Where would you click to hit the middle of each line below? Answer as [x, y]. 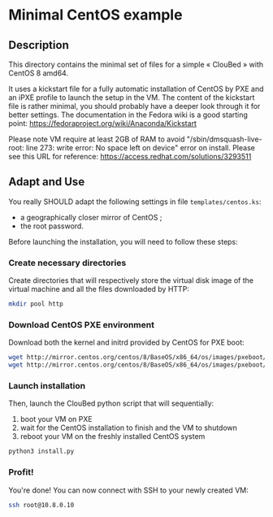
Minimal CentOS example [95, 15]
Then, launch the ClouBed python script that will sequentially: [111, 403]
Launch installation [47, 385]
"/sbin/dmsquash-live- [224, 139]
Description [39, 45]
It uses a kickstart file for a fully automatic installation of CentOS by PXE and [136, 89]
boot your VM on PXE [56, 419]
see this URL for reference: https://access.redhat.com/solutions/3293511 [130, 156]
